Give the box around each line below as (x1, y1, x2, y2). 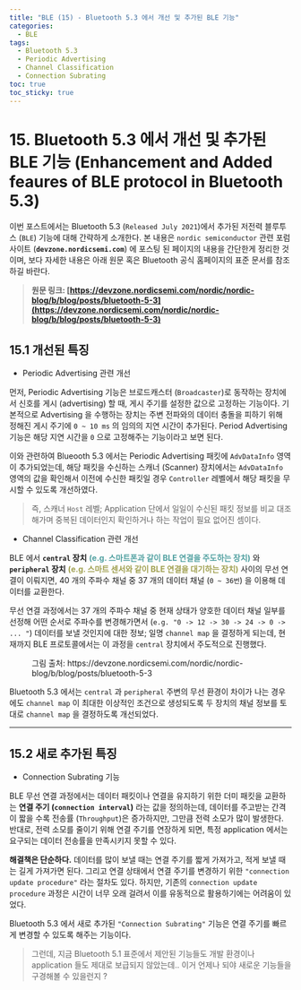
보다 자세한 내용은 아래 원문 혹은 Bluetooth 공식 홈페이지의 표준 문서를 (28, 254, 274, 265)
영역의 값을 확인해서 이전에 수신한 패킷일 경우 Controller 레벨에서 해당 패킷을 (9, 473, 281, 484)
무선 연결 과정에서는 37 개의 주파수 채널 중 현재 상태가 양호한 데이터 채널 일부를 (9, 606, 286, 616)
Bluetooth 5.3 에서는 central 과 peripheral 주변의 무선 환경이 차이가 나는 (9, 686, 270, 697)
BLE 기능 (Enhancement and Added (9, 151, 273, 172)
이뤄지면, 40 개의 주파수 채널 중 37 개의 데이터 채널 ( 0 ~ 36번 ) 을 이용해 (25, 575, 276, 586)
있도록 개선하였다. (35, 485, 99, 495)
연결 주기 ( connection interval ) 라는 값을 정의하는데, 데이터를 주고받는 (18, 802, 271, 813)
